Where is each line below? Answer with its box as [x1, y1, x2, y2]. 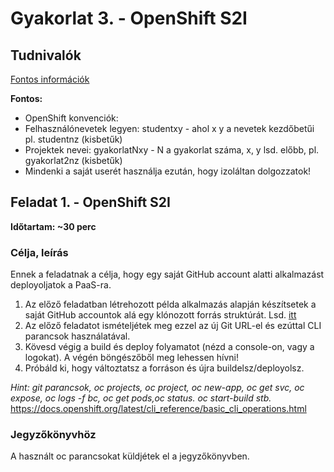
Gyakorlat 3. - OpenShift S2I [10, 7, 248, 30]
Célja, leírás [10, 245, 69, 259]
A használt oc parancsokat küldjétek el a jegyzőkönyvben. [10, 450, 250, 462]
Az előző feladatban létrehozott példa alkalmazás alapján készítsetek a [24, 298, 317, 311]
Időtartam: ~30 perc [10, 220, 97, 232]
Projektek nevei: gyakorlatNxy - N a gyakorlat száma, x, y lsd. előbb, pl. [24, 144, 320, 156]
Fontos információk [10, 73, 90, 85]
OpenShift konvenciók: [24, 112, 119, 124]
